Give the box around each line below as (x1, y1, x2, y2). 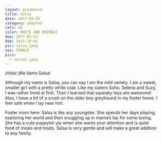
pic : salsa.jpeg (5, 43, 38, 48)
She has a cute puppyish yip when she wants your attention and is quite (5, 120, 149, 126)
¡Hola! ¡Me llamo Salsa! (5, 70, 51, 76)
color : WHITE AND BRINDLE (5, 30, 57, 35)
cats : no (5, 25, 23, 30)
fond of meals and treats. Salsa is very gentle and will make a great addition (5, 125, 157, 131)
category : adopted (5, 20, 42, 26)
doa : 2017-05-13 (5, 35, 38, 39)
